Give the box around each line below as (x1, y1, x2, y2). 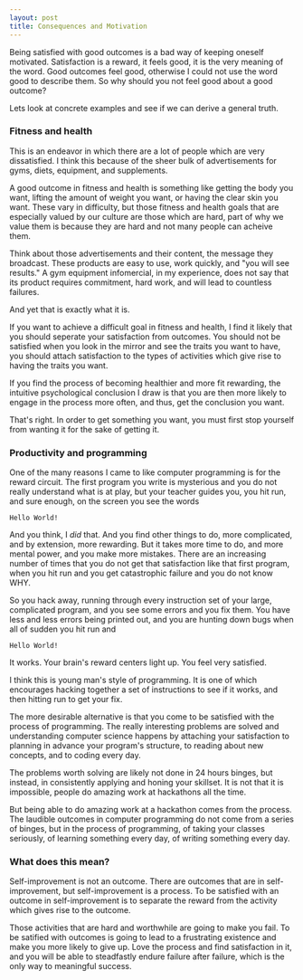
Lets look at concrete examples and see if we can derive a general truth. (9, 102, 279, 113)
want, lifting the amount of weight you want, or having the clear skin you (9, 192, 279, 203)
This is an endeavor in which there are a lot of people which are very (9, 146, 265, 157)
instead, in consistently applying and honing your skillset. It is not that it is (9, 777, 284, 788)
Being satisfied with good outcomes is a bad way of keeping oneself (9, 46, 264, 57)
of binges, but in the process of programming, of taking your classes (9, 823, 265, 834)
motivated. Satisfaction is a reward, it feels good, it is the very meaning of (9, 56, 284, 67)
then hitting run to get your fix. (9, 694, 123, 705)
